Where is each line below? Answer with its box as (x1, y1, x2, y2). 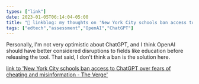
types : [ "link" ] (6, 8, 46, 15)
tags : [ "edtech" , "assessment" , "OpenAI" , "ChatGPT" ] (6, 25, 134, 31)
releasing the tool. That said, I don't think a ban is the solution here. (6, 53, 171, 61)
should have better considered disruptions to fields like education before (6, 48, 184, 55)
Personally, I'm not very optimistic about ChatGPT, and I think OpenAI (6, 41, 176, 48)
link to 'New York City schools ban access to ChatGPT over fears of (6, 65, 171, 72)
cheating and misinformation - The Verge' (6, 71, 108, 78)
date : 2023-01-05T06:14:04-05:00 (6, 14, 89, 20)
